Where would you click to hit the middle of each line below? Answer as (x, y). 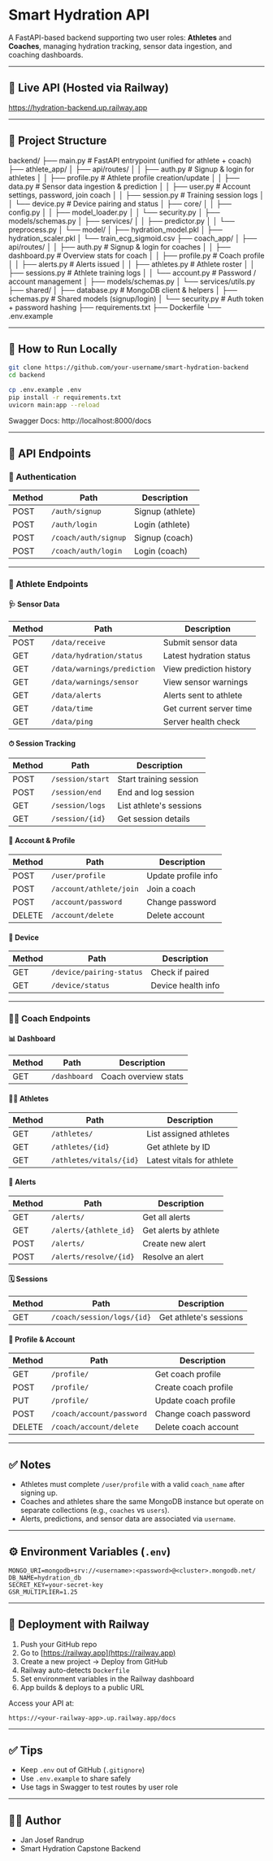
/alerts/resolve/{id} (93, 1257)
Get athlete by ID (179, 1146)
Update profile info (182, 876)
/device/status (80, 986)
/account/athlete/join (95, 889)
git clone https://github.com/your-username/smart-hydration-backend (129, 367)
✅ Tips (26, 1750)
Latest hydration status (207, 655)
